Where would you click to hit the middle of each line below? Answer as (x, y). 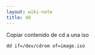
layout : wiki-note (29, 12)
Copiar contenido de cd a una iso (47, 34)
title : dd (19, 18)
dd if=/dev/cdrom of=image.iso (46, 46)
